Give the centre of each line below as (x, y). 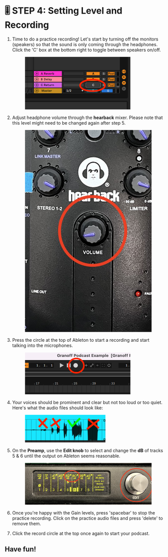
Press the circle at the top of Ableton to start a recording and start (81, 340)
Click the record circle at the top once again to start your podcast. (81, 533)
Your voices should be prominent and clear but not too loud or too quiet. (87, 403)
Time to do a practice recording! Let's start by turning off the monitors (85, 39)
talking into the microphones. (43, 345)
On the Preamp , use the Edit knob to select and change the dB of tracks (88, 451)
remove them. (27, 524)
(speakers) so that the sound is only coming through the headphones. (85, 44)
